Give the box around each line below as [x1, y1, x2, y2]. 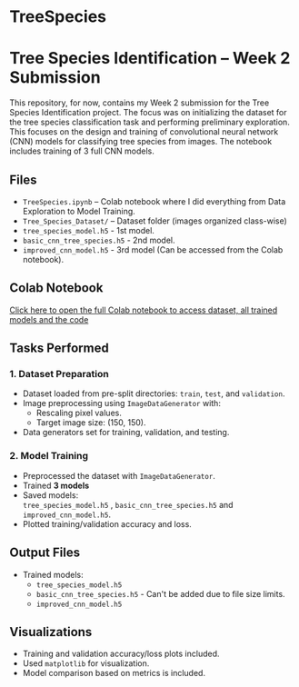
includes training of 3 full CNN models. [9, 145, 154, 156]
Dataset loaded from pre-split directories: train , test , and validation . [22, 388, 285, 399]
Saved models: [22, 489, 79, 501]
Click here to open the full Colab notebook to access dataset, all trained [9, 304, 278, 315]
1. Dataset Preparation [9, 368, 109, 381]
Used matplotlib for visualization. [22, 658, 150, 669]
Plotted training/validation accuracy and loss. [22, 518, 193, 529]
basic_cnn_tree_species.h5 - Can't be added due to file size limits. [35, 588, 285, 599]
